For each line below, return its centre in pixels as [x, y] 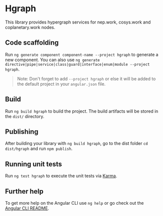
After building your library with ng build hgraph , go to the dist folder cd [77, 144]
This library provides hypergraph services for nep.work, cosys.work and [78, 22]
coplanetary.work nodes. [30, 27]
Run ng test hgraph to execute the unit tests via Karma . [61, 176]
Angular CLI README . [27, 208]
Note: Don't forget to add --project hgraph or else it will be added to [86, 78]
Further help [24, 191]
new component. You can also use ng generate [53, 60]
